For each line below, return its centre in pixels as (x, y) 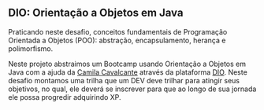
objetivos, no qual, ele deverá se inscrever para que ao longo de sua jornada (132, 89)
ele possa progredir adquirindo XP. (65, 97)
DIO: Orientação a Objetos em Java (96, 13)
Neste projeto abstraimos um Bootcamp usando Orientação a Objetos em (127, 64)
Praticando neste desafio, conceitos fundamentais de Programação (118, 31)
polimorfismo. (31, 48)
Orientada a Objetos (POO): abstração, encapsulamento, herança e (117, 40)
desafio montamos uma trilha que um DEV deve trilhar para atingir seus (124, 80)
